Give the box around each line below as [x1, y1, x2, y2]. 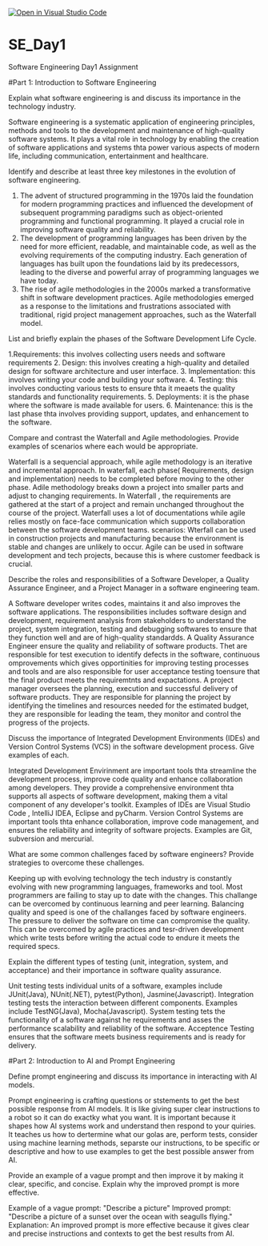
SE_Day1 [8, 36, 66, 54]
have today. [19, 275, 58, 285]
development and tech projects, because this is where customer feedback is [8, 550, 261, 560]
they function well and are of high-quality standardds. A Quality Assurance [8, 633, 254, 642]
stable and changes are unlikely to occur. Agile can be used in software [8, 541, 244, 552]
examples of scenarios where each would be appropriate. [8, 441, 198, 451]
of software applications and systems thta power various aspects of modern [8, 143, 260, 152]
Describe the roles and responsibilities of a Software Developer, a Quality [8, 574, 250, 584]
